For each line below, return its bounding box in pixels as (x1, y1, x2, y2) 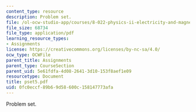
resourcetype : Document (6, 73, 64, 79)
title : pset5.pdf (6, 79, 48, 85)
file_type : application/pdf (6, 30, 75, 36)
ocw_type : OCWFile (6, 52, 51, 58)
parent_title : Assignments (6, 57, 72, 63)
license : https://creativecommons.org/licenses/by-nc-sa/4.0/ (6, 47, 160, 52)
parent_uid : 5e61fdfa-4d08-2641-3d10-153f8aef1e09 (6, 68, 132, 74)
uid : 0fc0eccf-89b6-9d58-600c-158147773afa (6, 85, 114, 90)
